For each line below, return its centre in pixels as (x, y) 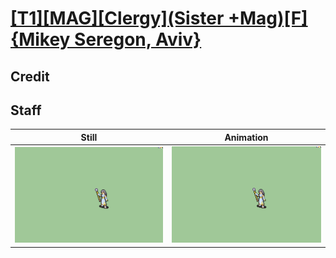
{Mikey (40, 39)
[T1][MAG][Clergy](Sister (117, 18)
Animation (246, 137)
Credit (30, 76)
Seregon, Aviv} (138, 39)
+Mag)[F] (268, 18)
